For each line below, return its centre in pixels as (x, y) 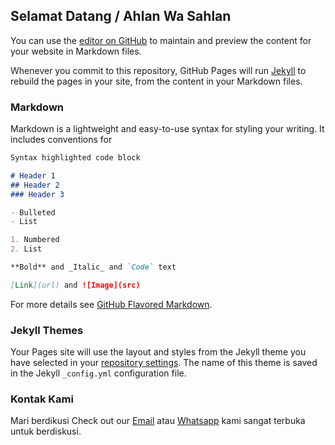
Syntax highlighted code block (75, 158)
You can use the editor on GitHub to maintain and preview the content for (161, 40)
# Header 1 (33, 175)
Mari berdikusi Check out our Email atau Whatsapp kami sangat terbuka (158, 421)
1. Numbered (35, 240)
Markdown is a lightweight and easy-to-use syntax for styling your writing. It (167, 129)
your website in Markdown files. (76, 51)
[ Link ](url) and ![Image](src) (75, 285)
